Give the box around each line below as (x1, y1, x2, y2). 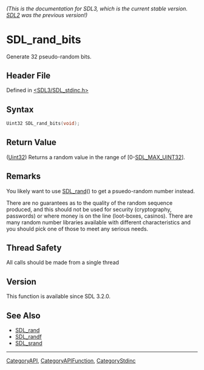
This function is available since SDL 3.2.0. (6, 293, 111, 300)
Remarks (6, 171, 41, 182)
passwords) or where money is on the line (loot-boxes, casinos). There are (6, 212, 193, 219)
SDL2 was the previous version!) (6, 11, 88, 18)
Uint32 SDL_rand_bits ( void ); (6, 121, 80, 127)
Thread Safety (6, 243, 62, 253)
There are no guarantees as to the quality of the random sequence (6, 199, 173, 207)
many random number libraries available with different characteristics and (6, 218, 191, 226)
